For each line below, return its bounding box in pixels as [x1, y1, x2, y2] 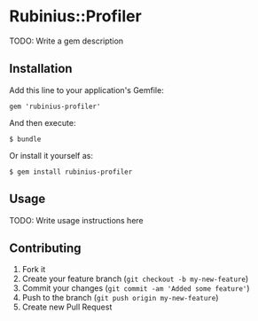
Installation [9, 61, 73, 76]
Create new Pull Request [21, 301, 113, 312]
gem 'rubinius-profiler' [9, 102, 101, 111]
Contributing [9, 240, 82, 255]
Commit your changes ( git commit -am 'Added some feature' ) [21, 283, 250, 294]
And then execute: [9, 117, 76, 128]
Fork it [21, 264, 46, 275]
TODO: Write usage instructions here [9, 215, 144, 225]
